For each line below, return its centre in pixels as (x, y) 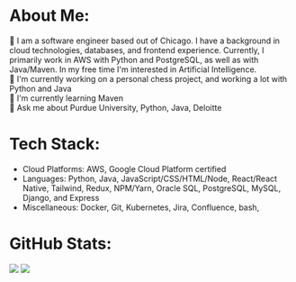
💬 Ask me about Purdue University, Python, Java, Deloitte (116, 107)
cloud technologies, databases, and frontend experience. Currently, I (137, 50)
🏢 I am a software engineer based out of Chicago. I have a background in (145, 41)
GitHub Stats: (61, 244)
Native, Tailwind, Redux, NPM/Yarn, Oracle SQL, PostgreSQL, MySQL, (152, 188)
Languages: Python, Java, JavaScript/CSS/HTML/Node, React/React (149, 178)
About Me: (49, 16)
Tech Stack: (55, 144)
